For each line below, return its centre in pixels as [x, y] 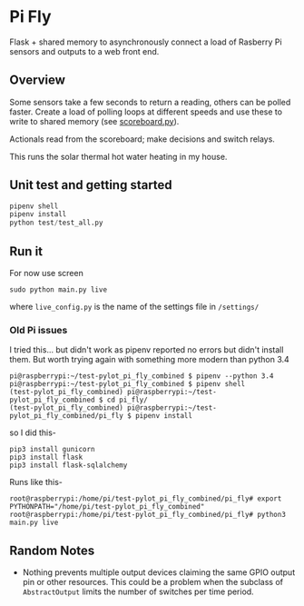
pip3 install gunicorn [52, 450]
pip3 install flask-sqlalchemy [69, 465]
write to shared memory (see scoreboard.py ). [94, 121]
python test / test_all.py [56, 223]
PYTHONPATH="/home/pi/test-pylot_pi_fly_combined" [107, 507]
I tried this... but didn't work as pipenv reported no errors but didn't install [147, 350]
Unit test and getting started [91, 185]
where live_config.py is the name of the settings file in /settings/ [134, 307]
